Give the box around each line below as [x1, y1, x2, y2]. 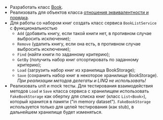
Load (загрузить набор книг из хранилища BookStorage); [17, 67, 136, 73]
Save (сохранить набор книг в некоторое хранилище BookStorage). [17, 73, 158, 78]
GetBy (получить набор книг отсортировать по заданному [17, 57, 139, 62]
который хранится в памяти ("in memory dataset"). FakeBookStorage [9, 99, 151, 104]
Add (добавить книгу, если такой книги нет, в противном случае [17, 31, 152, 36]
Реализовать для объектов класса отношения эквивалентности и [9, 9, 149, 15]
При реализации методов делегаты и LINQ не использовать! [17, 78, 146, 83]
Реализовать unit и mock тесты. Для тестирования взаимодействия [9, 83, 153, 88]
